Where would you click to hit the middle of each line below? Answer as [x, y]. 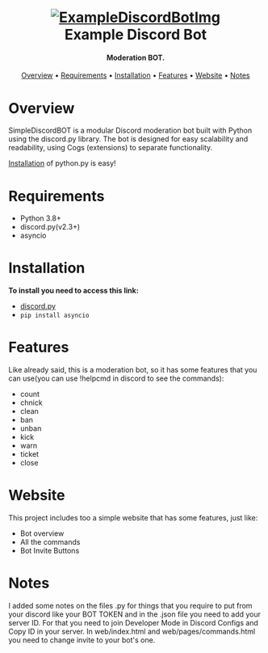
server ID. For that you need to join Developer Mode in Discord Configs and [133, 623]
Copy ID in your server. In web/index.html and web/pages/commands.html [132, 632]
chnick [31, 402]
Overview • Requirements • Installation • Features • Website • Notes [136, 75]
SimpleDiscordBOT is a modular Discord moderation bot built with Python [130, 131]
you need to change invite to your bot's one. [82, 640]
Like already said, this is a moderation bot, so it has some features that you [133, 370]
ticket [29, 454]
